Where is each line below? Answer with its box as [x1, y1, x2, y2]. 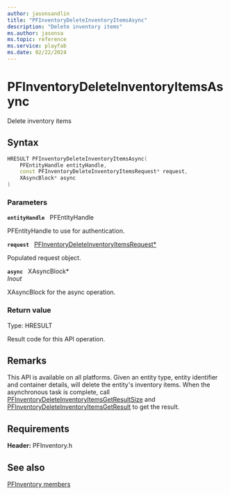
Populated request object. [7, 254, 81, 262]
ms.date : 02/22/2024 [7, 49, 67, 56]
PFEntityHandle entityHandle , [19, 161, 108, 169]
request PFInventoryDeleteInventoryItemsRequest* [7, 241, 156, 249]
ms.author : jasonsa [7, 29, 64, 37]
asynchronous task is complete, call [7, 388, 110, 396]
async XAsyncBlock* [7, 267, 69, 275]
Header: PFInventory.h [7, 441, 73, 450]
